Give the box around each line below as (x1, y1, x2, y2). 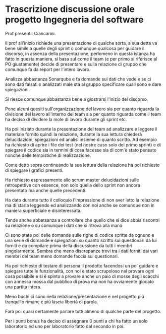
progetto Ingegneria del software (5, 14, 144, 25)
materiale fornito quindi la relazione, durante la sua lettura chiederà (5, 131, 142, 137)
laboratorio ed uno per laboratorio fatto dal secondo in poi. (5, 323, 125, 329)
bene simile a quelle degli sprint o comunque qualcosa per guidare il (5, 45, 145, 51)
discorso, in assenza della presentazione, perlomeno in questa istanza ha (5, 51, 155, 57)
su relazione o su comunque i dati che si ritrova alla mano (5, 222, 123, 228)
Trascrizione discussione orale (5, 3, 135, 15)
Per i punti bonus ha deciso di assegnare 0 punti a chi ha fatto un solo (5, 318, 148, 324)
